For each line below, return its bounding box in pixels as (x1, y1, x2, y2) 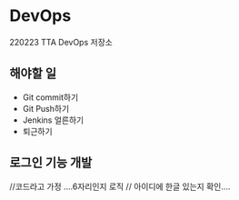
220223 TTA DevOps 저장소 (9, 36, 114, 47)
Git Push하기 (22, 103, 70, 114)
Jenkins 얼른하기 (22, 115, 85, 125)
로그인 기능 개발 (9, 155, 93, 171)
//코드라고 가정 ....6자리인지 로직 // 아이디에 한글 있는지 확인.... (9, 181, 231, 192)
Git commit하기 (22, 92, 79, 103)
